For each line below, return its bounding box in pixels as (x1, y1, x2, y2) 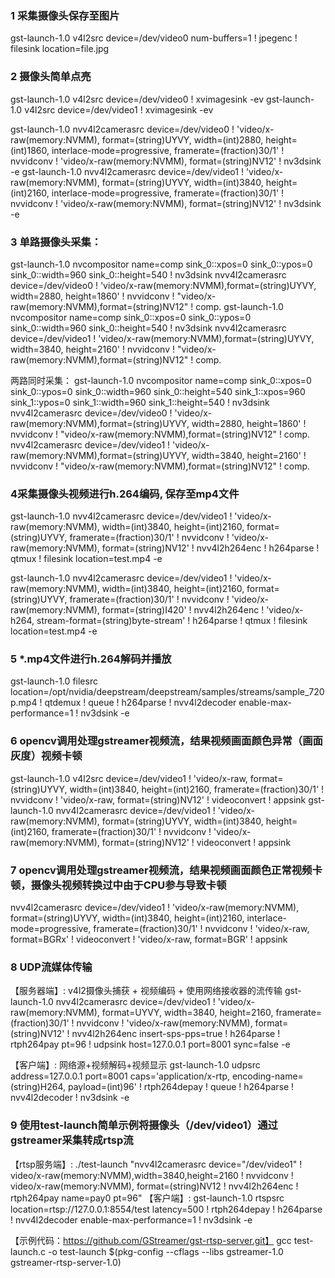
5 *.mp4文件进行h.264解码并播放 (10, 652, 172, 666)
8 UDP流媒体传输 (10, 960, 93, 974)
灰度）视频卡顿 (10, 749, 83, 763)
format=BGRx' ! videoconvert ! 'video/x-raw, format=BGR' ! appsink (10, 933, 288, 946)
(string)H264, (10, 1081, 67, 1093)
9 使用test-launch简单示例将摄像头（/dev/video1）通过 (10, 1118, 278, 1132)
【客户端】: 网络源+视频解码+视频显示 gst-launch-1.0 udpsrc (10, 1059, 261, 1071)
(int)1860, (10, 144, 50, 156)
